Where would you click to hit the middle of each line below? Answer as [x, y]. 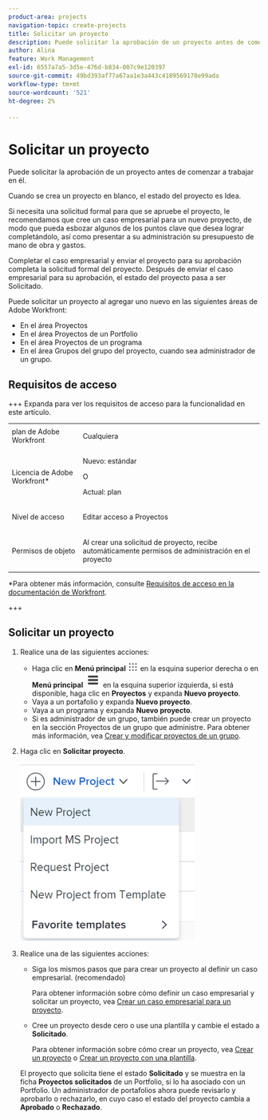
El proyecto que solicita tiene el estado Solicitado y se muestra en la [132, 1073]
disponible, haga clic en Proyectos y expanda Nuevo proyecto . [136, 693]
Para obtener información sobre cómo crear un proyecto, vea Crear [142, 1049]
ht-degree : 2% [32, 101]
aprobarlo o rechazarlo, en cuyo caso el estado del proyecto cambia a [135, 1098]
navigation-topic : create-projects [67, 25]
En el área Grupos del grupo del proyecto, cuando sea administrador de [138, 351]
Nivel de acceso [38, 517]
